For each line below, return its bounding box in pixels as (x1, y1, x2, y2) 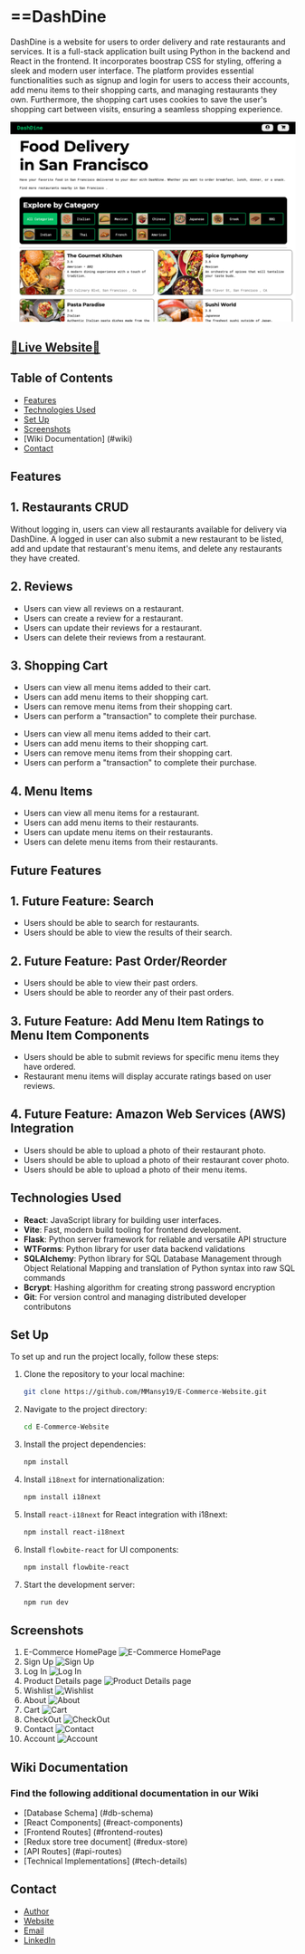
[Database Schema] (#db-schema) (23, 1807, 154, 1818)
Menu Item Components (10, 1027, 150, 1043)
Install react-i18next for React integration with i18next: (23, 1508, 228, 1519)
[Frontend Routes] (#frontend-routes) (23, 1827, 164, 1838)
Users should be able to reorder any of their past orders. (23, 987, 234, 998)
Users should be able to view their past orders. (23, 977, 198, 988)
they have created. (10, 553, 81, 563)
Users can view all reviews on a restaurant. (23, 602, 185, 613)
